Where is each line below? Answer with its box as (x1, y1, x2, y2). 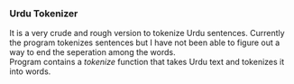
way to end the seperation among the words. (9, 47, 176, 58)
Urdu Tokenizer (9, 7, 78, 20)
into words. (9, 66, 51, 77)
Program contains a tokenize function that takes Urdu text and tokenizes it (9, 57, 285, 68)
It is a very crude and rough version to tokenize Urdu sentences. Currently (9, 28, 286, 39)
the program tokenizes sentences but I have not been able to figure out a (9, 37, 280, 48)
